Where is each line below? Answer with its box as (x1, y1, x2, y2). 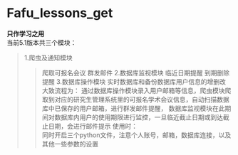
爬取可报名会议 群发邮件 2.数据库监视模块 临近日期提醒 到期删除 (41, 68, 229, 77)
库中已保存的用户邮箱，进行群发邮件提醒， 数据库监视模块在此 (41, 104, 225, 112)
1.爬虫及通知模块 (24, 53, 73, 62)
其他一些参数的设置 (41, 139, 99, 148)
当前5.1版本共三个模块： (6, 38, 77, 47)
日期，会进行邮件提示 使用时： (48, 122, 138, 130)
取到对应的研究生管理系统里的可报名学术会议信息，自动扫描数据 (41, 95, 229, 104)
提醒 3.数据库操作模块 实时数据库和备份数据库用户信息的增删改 (41, 77, 226, 86)
